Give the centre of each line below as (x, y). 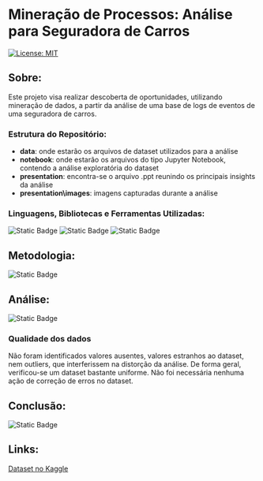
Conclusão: (37, 406)
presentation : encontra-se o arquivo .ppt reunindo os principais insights (137, 177)
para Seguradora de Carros (99, 31)
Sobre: (25, 78)
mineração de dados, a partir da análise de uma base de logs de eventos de (131, 105)
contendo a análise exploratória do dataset (89, 168)
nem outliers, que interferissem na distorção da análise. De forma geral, (125, 364)
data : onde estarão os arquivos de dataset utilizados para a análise (129, 151)
